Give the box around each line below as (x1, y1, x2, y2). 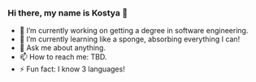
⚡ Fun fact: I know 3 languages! (19, 64, 125, 74)
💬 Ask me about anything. (19, 43, 106, 53)
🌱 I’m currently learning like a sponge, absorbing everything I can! (19, 34, 241, 44)
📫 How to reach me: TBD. (19, 52, 107, 62)
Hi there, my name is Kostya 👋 (7, 7, 128, 19)
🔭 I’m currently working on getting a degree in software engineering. (19, 26, 249, 36)
